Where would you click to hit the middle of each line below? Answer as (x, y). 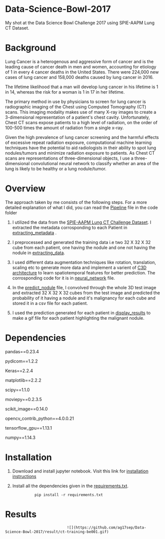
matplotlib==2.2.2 (23, 380)
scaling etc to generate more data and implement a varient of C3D (79, 268)
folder (11, 212)
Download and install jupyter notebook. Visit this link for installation (80, 471)
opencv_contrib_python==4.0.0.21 (40, 418)
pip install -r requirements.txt (69, 495)
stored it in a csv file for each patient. (50, 303)
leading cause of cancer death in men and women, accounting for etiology (81, 67)
